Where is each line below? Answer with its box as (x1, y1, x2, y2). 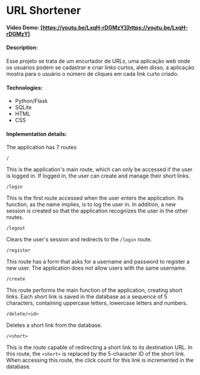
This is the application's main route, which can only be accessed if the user (6, 166, 193, 173)
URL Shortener (6, 4, 81, 17)
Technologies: (6, 84, 43, 91)
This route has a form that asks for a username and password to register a (6, 258, 190, 265)
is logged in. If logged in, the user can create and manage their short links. (6, 172, 190, 179)
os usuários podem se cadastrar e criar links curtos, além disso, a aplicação (6, 64, 195, 71)
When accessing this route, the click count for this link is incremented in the (6, 356, 194, 364)
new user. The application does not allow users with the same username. (6, 264, 187, 271)
